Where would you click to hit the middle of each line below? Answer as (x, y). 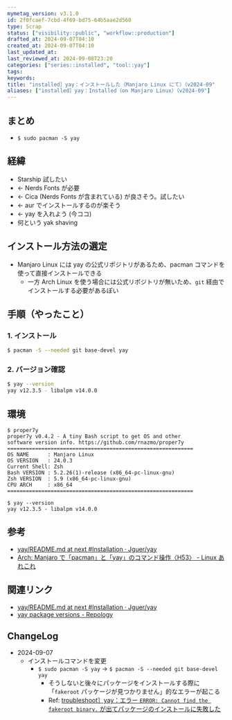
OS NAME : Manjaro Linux (51, 454)
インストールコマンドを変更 (67, 661)
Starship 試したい (42, 179)
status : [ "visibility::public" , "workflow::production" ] (91, 33)
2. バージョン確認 (36, 370)
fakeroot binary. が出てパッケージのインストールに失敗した (135, 709)
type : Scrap (24, 26)
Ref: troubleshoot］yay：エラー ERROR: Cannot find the (128, 701)
